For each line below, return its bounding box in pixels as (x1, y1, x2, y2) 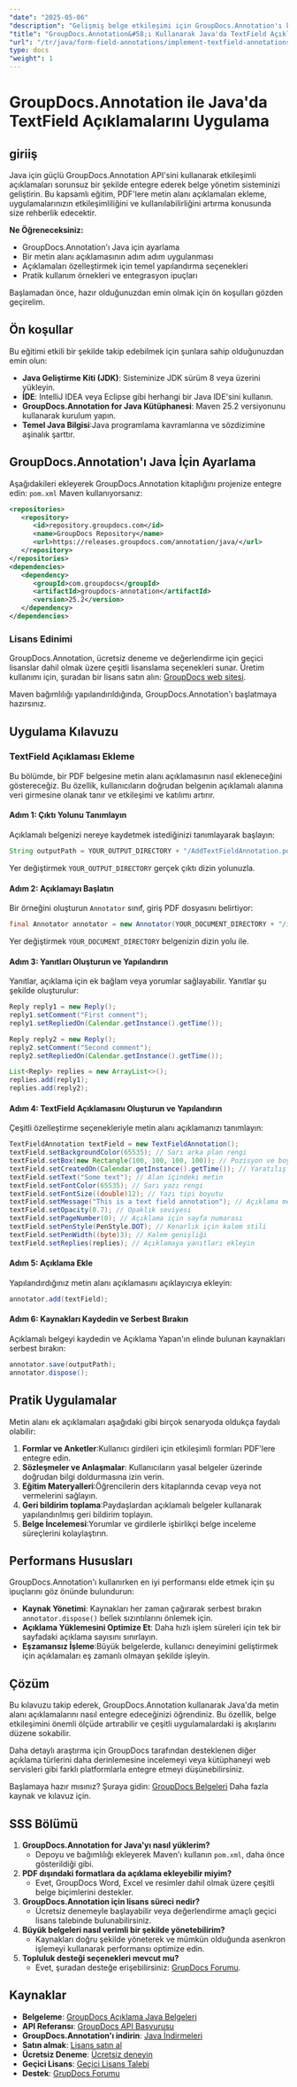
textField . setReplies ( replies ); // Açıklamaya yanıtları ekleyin (9, 1238, 255, 1248)
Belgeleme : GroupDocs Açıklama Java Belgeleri (21, 2011, 197, 2021)
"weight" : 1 (9, 54, 53, 63)
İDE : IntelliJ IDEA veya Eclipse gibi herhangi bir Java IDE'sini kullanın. (21, 391, 274, 401)
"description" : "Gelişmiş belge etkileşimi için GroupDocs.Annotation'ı (9, 21, 283, 30)
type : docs (9, 46, 49, 55)
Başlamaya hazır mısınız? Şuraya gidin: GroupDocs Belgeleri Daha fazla (9, 1781, 269, 1792)
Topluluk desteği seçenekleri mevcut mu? (21, 1952, 179, 1963)
